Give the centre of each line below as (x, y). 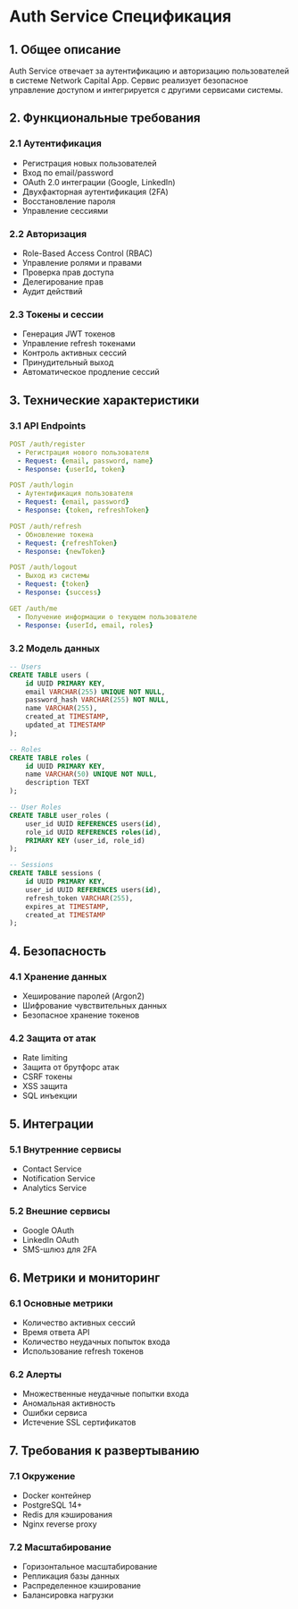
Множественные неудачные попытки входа (105, 1394)
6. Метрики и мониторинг (85, 1277)
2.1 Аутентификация (56, 143)
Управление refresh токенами (79, 344)
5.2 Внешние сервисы (60, 1211)
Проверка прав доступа (68, 272)
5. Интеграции (51, 1124)
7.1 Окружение (42, 1476)
